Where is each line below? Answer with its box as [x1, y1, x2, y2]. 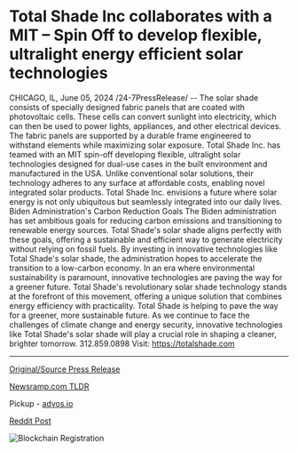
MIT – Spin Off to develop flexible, [9, 25, 263, 45]
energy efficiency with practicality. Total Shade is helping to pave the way [9, 300, 278, 311]
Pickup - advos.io [9, 398, 74, 408]
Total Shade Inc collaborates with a [9, 6, 273, 27]
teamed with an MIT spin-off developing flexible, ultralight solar [9, 149, 241, 159]
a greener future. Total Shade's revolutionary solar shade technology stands [9, 281, 287, 292]
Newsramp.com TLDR [9, 381, 90, 391]
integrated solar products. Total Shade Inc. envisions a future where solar [9, 187, 278, 198]
